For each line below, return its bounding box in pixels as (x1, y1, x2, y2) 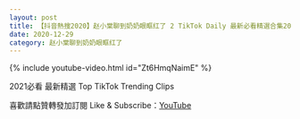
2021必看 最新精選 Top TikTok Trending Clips (9, 81, 175, 92)
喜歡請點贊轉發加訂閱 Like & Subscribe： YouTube (9, 100, 192, 111)
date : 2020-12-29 (9, 30, 74, 38)
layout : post (9, 13, 58, 22)
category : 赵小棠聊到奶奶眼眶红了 (9, 38, 123, 47)
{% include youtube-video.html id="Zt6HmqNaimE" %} (9, 63, 212, 73)
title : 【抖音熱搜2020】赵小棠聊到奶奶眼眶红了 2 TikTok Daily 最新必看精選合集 (9, 21, 284, 30)
